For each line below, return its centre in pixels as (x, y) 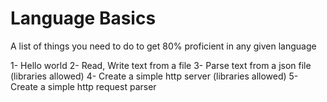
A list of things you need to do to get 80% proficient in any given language (163, 46)
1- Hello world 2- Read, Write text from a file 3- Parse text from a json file (161, 65)
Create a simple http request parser (83, 86)
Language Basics (83, 18)
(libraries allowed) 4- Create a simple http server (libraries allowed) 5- (154, 76)
